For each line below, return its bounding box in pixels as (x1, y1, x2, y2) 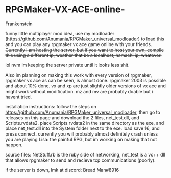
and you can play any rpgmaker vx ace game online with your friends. (5, 41, 152, 47)
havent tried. (5, 94, 32, 100)
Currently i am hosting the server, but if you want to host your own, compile (5, 47, 164, 53)
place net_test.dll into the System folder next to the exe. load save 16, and (5, 125, 160, 131)
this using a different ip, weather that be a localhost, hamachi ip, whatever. (5, 52, 162, 58)
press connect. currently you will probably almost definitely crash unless (5, 130, 158, 137)
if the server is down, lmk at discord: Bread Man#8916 (5, 167, 119, 173)
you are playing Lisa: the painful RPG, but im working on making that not (5, 136, 157, 142)
